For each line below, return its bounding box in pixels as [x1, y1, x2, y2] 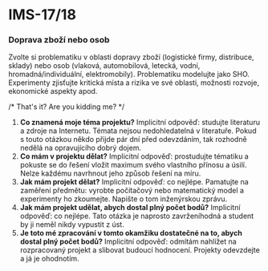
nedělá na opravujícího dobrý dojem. [19, 143, 142, 153]
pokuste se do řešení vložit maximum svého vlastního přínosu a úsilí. [19, 160, 247, 170]
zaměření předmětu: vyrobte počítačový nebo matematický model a [19, 186, 245, 196]
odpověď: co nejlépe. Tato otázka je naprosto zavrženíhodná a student [19, 211, 254, 221]
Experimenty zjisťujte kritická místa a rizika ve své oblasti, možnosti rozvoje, [8, 78, 259, 87]
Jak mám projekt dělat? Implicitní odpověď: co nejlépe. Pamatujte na [19, 177, 249, 187]
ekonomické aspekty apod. [8, 87, 98, 96]
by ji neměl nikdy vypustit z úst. [19, 220, 124, 229]
